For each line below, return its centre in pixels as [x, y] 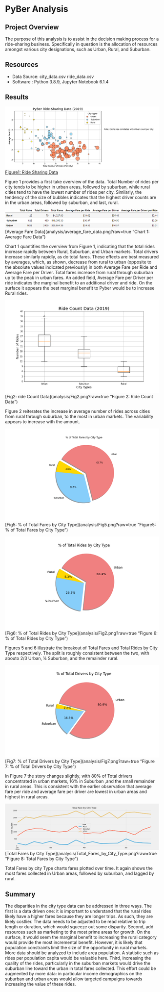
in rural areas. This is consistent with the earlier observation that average [79, 787]
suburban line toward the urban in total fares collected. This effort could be [81, 968]
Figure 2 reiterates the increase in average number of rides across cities [78, 411]
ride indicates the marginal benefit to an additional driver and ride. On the [79, 283]
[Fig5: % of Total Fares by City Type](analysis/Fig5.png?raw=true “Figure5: [81, 525]
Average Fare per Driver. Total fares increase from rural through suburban [79, 273]
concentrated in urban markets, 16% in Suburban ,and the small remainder [80, 781]
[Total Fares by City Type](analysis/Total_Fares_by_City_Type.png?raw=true [81, 854]
